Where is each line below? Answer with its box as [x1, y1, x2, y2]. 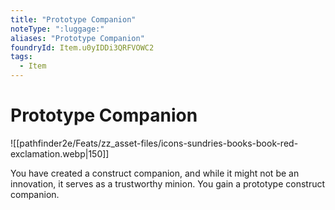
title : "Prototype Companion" [10, 14, 137, 25]
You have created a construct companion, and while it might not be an [10, 167, 300, 179]
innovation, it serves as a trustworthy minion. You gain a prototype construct [10, 177, 326, 190]
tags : [10, 52, 33, 62]
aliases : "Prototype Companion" [10, 33, 145, 43]
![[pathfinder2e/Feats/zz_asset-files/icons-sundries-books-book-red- [10, 137, 299, 149]
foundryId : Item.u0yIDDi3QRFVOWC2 [10, 42, 155, 53]
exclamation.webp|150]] [10, 147, 110, 160]
